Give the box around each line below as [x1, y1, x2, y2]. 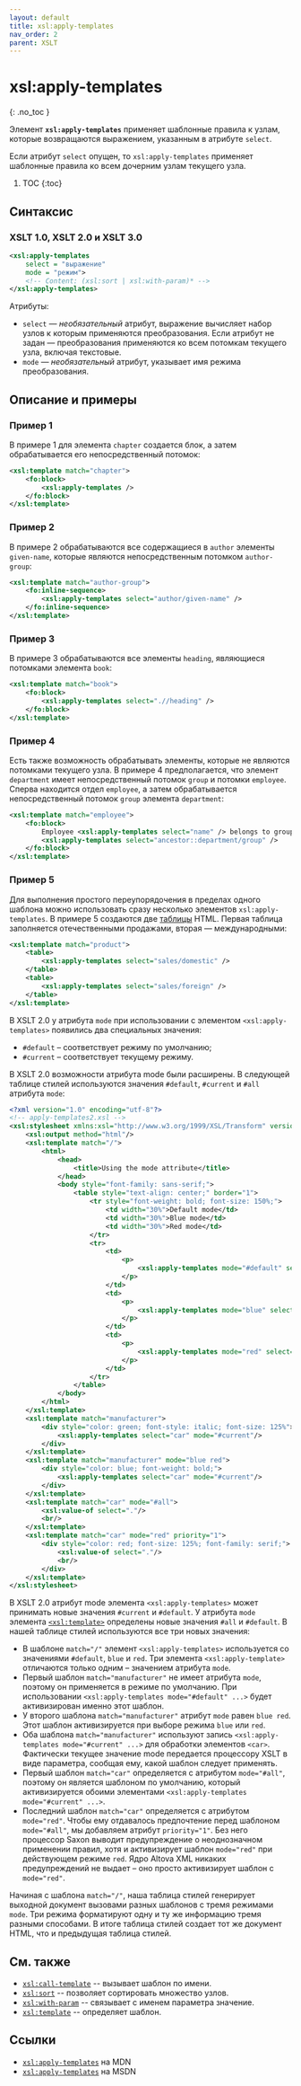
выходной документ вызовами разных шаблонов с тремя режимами [9, 1899, 274, 1910]
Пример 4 [9, 734, 56, 747]
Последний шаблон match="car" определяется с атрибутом [21, 1806, 250, 1816]
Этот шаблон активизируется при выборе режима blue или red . [21, 1719, 266, 1730]
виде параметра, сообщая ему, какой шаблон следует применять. [21, 1758, 278, 1769]
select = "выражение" [25, 260, 106, 269]
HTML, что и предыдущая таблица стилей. [9, 1928, 172, 1939]
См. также [9, 1954, 72, 1969]
